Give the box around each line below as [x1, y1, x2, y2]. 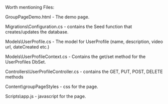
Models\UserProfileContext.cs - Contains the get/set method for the [5, 53, 146, 59]
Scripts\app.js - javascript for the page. [5, 93, 86, 99]
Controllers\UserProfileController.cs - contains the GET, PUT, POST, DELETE [5, 68, 163, 74]
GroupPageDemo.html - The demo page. [5, 14, 90, 19]
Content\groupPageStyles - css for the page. [5, 83, 99, 89]
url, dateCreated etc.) [5, 44, 50, 49]
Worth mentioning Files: [5, 4, 54, 10]
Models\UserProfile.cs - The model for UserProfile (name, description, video [5, 38, 163, 44]
